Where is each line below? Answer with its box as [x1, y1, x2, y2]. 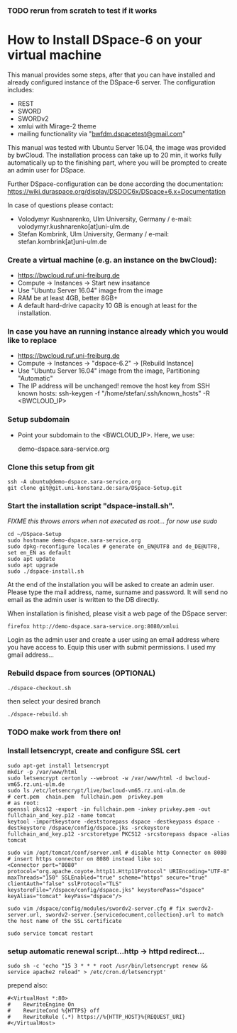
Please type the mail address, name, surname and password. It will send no [7, 588, 228, 596]
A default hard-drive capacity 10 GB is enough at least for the [17, 301, 197, 310]
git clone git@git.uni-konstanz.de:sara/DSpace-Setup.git [7, 485, 182, 492]
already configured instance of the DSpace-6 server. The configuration [7, 77, 216, 87]
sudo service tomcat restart [7, 929, 94, 937]
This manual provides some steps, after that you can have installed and [7, 70, 216, 79]
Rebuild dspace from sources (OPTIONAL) [7, 668, 156, 678]
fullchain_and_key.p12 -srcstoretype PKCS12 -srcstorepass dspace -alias [7, 830, 231, 838]
